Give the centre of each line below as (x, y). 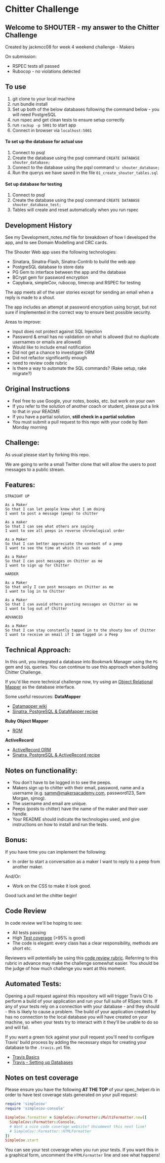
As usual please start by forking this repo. (48, 454)
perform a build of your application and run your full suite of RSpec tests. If (81, 1001)
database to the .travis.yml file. (38, 1047)
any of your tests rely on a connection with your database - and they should (82, 1006)
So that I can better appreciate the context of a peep (64, 544)
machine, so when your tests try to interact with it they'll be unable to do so (82, 1022)
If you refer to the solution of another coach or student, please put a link (85, 406)
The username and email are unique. (50, 804)
